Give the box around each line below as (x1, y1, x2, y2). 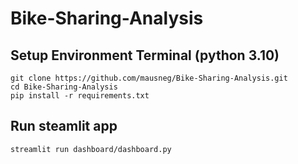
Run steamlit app (10, 118, 118, 135)
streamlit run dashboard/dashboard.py (10, 144, 172, 154)
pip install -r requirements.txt (10, 91, 150, 101)
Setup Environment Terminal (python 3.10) (10, 47, 280, 64)
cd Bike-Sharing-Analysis (10, 82, 118, 92)
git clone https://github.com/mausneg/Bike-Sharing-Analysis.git (10, 73, 288, 83)
